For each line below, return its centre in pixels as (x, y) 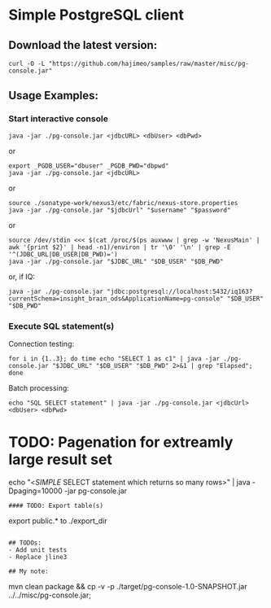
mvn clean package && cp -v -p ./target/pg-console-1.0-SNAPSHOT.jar (128, 586)
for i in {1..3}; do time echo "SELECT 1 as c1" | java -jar (114, 359)
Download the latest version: (83, 45)
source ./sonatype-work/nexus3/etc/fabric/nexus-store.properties (123, 203)
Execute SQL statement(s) (61, 326)
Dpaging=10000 (35, 491)
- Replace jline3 (38, 557)
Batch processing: (39, 387)
